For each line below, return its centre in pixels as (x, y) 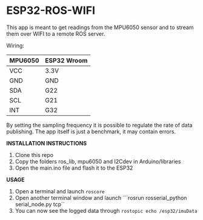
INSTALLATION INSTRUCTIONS (47, 143)
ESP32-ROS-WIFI (51, 11)
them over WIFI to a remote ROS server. (56, 33)
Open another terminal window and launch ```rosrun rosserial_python (101, 198)
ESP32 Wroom (66, 60)
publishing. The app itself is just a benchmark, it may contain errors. (91, 132)
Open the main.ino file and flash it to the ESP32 (74, 168)
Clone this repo (34, 155)
